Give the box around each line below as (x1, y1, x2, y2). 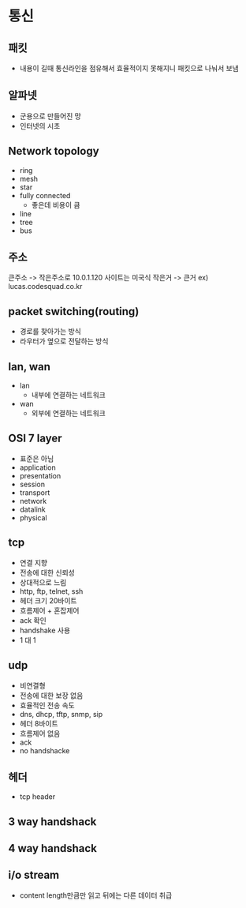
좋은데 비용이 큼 (31, 200, 80, 209)
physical (19, 512, 47, 522)
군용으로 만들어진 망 (19, 111, 81, 121)
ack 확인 (19, 615, 47, 625)
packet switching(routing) (8, 305, 140, 318)
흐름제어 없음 (19, 728, 61, 738)
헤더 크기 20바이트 (19, 595, 77, 605)
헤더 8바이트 (19, 719, 58, 728)
